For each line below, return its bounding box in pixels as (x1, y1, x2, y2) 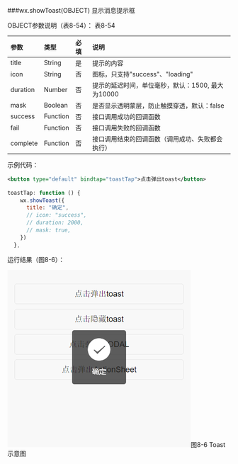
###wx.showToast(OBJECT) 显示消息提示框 (7, 6, 136, 14)
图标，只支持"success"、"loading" (91, 70, 193, 78)
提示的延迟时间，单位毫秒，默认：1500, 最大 (91, 81, 224, 90)
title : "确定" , (25, 204, 69, 211)
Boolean (43, 101, 69, 109)
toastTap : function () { (7, 189, 81, 196)
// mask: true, (25, 227, 72, 234)
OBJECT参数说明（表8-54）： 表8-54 (7, 21, 115, 30)
